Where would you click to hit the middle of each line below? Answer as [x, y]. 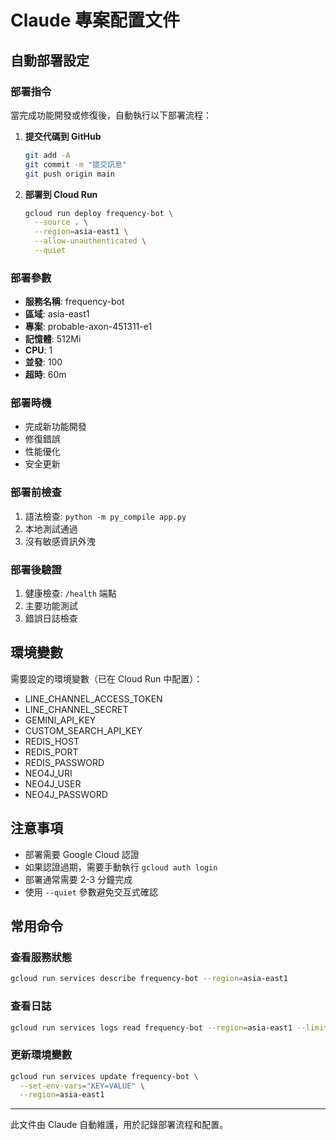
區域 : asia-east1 [57, 314]
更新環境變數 [41, 1055]
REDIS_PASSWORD [64, 762]
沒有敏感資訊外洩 [60, 541]
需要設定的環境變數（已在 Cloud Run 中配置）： [106, 678]
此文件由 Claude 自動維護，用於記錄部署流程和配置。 [119, 1125]
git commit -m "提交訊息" [75, 164]
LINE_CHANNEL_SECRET [76, 709]
